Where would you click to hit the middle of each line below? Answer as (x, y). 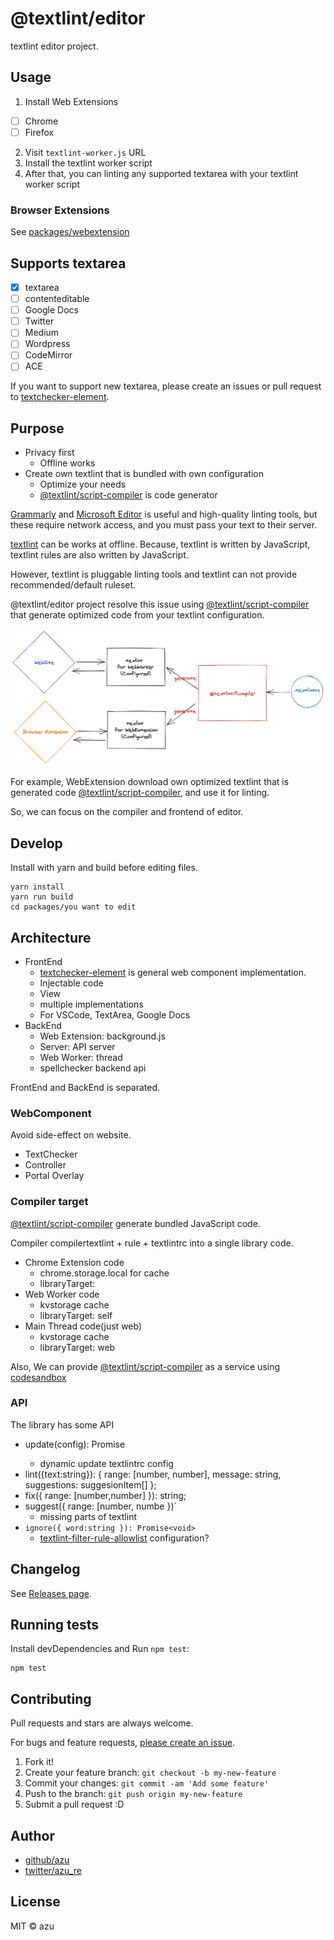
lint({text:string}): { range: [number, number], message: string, (153, 1474)
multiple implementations (91, 1004)
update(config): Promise (75, 1444)
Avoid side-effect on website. (71, 1135)
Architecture (51, 937)
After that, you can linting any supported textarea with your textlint (161, 173)
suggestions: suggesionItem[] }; (90, 1484)
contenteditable (57, 299)
